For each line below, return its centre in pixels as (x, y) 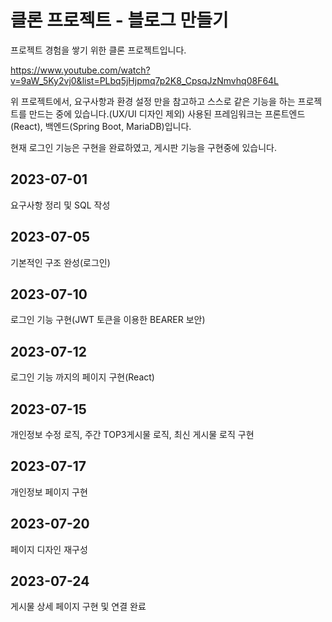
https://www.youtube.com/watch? (80, 70)
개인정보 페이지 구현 (49, 492)
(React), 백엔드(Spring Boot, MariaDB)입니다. (101, 126)
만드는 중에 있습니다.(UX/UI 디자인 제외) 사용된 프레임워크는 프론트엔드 (167, 113)
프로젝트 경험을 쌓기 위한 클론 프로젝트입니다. (98, 50)
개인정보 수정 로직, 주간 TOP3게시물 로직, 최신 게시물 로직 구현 (132, 434)
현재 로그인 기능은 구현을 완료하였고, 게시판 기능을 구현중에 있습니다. (143, 147)
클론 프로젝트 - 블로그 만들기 (119, 20)
